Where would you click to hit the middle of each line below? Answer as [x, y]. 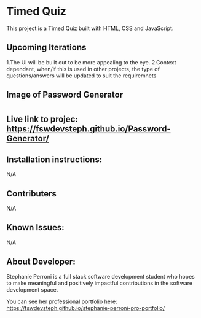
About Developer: [41, 262]
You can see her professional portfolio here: [62, 301]
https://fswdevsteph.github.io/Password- [89, 129]
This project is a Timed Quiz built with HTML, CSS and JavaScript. [90, 28]
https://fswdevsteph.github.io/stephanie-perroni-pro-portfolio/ [85, 308]
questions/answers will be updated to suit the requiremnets [81, 76]
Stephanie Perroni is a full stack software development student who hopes [100, 276]
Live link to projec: [42, 119]
